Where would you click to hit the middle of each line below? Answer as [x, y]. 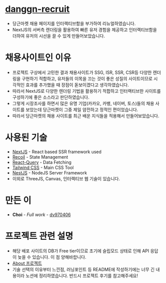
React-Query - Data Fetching [42, 162]
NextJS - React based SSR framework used [57, 152]
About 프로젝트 [27, 263]
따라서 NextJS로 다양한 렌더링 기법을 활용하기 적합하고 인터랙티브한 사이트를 [86, 91]
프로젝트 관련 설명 [39, 236]
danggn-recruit [37, 9]
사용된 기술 [26, 138]
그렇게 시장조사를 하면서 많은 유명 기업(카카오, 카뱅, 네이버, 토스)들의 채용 [83, 103]
